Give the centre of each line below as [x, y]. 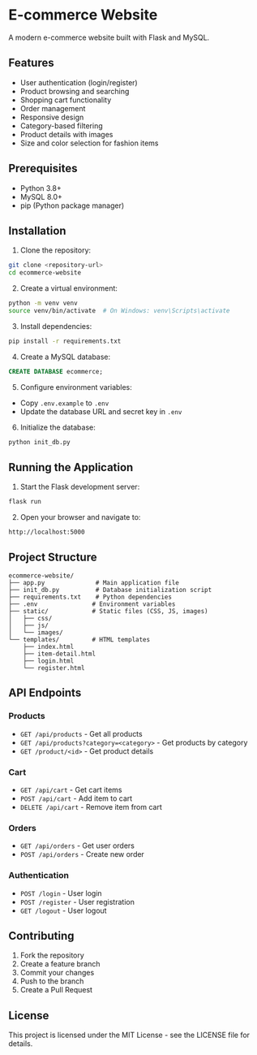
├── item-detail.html [59, 654]
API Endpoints [45, 693]
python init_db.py [39, 442]
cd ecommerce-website [45, 273]
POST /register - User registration [77, 902]
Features [31, 63]
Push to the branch [52, 981]
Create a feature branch [60, 964]
